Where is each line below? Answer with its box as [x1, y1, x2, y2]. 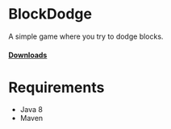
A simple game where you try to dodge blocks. [8, 31, 164, 41]
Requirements [8, 78, 105, 97]
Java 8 [19, 105, 43, 114]
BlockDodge [8, 5, 93, 23]
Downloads [8, 50, 48, 60]
